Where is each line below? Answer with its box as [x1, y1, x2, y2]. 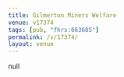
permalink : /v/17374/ [8, 33, 79, 41]
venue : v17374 [8, 19, 55, 26]
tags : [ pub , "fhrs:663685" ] [8, 26, 100, 33]
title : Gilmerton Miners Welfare [8, 11, 117, 19]
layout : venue [8, 40, 55, 48]
